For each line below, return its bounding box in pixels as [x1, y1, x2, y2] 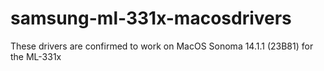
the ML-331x [10, 50, 62, 62]
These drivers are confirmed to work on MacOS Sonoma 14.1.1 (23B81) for [10, 40, 314, 52]
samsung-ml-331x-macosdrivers [10, 7, 292, 30]
